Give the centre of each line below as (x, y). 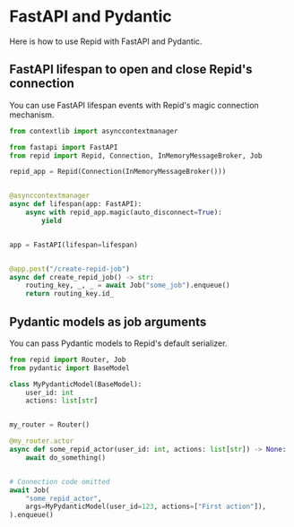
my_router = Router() (50, 425)
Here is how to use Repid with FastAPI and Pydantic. (106, 41)
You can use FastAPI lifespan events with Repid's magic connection (134, 105)
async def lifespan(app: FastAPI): (76, 204)
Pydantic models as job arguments (108, 321)
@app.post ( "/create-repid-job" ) (69, 269)
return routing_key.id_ (70, 294)
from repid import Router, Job (68, 359)
